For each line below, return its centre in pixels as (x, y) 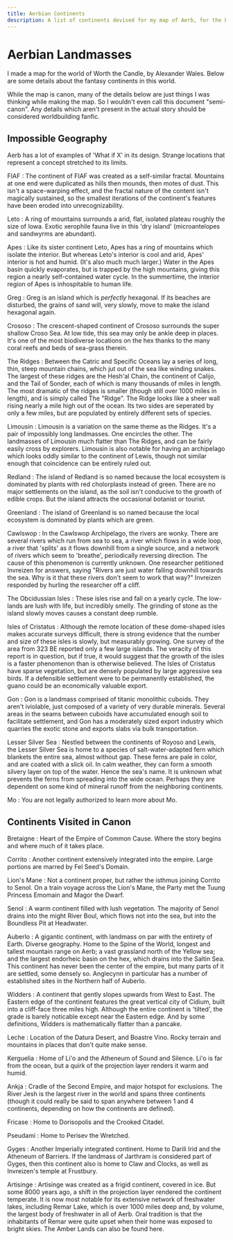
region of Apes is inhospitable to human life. (70, 284)
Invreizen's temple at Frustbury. (53, 1171)
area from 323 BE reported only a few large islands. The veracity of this (109, 649)
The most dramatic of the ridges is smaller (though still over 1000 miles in (112, 391)
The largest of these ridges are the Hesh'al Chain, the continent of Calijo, (112, 377)
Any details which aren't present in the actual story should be (118, 109)
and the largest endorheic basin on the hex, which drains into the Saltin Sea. (116, 959)
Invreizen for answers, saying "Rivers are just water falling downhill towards (115, 570)
